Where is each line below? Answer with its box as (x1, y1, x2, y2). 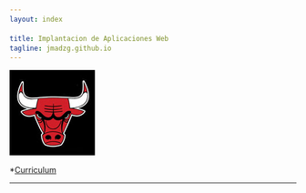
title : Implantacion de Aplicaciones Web (9, 34, 169, 43)
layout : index (9, 15, 64, 24)
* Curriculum (9, 165, 57, 176)
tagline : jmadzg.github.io (9, 44, 112, 53)
